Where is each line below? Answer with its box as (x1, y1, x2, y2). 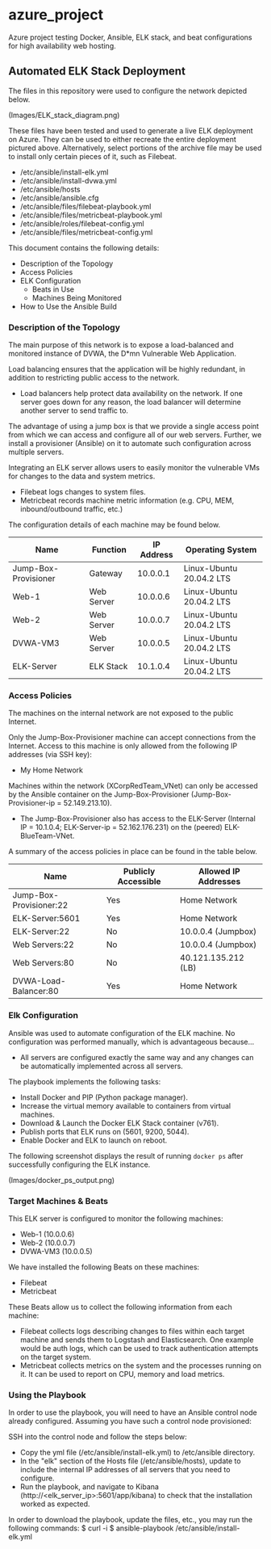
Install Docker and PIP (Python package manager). (19, 1092, 188, 1102)
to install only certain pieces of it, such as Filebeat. (8, 151, 177, 161)
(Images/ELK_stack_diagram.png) (8, 110, 120, 120)
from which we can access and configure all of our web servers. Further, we (8, 430, 262, 440)
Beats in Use (31, 284, 75, 294)
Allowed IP (198, 866, 240, 878)
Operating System (185, 544, 257, 555)
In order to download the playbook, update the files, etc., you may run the (8, 1515, 252, 1525)
